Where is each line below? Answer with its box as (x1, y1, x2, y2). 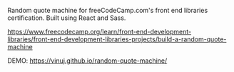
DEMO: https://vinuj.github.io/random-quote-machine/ (7, 56, 168, 65)
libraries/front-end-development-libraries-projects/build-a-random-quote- (7, 35, 227, 43)
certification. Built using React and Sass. (7, 14, 126, 22)
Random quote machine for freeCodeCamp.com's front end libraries (7, 6, 208, 14)
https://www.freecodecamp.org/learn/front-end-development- (7, 28, 191, 36)
